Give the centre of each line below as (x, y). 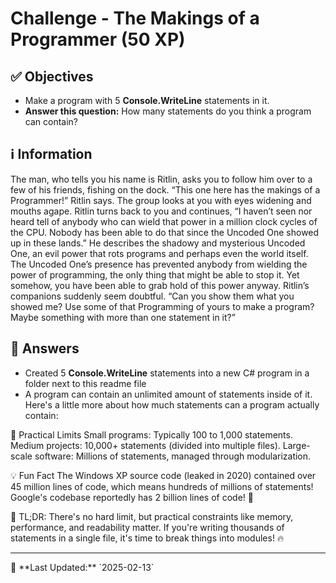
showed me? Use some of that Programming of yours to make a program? (162, 306)
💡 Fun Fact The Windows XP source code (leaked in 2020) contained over (163, 475)
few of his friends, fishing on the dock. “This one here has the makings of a (165, 189)
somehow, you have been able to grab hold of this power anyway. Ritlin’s (160, 285)
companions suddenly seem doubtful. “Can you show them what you (152, 296)
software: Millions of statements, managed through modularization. (173, 456)
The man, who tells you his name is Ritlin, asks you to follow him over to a (161, 179)
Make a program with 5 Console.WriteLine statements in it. (147, 100)
